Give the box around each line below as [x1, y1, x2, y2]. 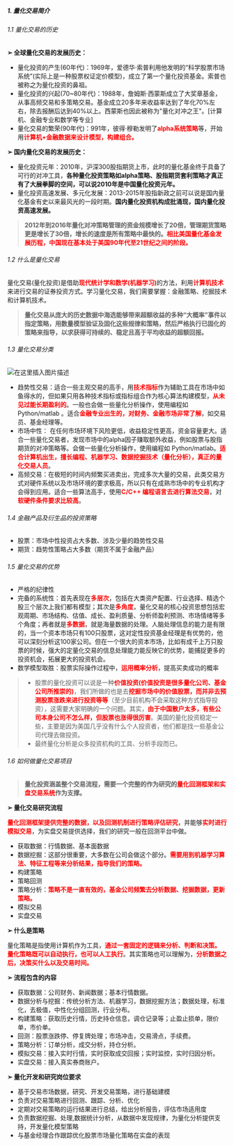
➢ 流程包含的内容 [7, 973, 57, 981]
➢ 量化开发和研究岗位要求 [7, 1072, 81, 1080]
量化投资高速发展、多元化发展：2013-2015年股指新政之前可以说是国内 [17, 188, 219, 197]
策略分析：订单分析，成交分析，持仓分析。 [17, 1040, 140, 1048]
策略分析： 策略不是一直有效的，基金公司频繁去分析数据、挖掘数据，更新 [17, 885, 225, 894]
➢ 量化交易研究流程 [7, 803, 63, 811]
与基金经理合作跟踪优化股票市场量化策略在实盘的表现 [17, 1131, 171, 1139]
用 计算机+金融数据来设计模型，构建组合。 [17, 132, 138, 141]
